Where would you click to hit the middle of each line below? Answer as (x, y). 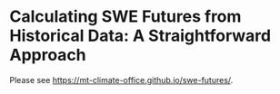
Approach (48, 55)
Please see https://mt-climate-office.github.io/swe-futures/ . (121, 80)
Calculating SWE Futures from (125, 17)
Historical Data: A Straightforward (140, 36)
